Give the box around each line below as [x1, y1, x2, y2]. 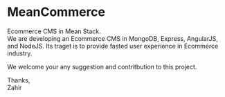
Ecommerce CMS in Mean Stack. [7, 27, 102, 35]
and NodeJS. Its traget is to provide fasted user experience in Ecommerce [7, 42, 219, 50]
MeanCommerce [7, 4, 106, 20]
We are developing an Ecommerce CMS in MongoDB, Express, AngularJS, [7, 34, 218, 42]
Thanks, [7, 76, 30, 84]
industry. [7, 49, 33, 58]
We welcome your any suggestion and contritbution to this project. [7, 62, 197, 71]
